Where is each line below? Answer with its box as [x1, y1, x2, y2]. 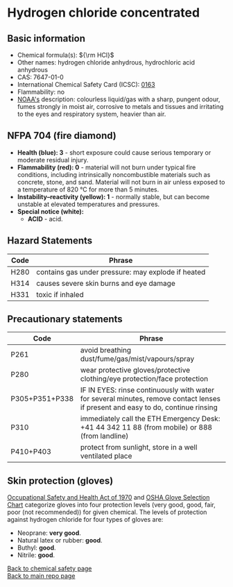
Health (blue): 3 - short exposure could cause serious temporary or [17, 148, 212, 157]
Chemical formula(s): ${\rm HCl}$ [17, 51, 114, 59]
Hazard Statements [7, 235, 93, 247]
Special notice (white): [17, 207, 85, 216]
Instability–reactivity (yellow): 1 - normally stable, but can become [17, 192, 210, 201]
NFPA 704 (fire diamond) [7, 130, 116, 142]
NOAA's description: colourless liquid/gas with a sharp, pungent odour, [17, 95, 221, 103]
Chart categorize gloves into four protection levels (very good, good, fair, [7, 501, 216, 509]
